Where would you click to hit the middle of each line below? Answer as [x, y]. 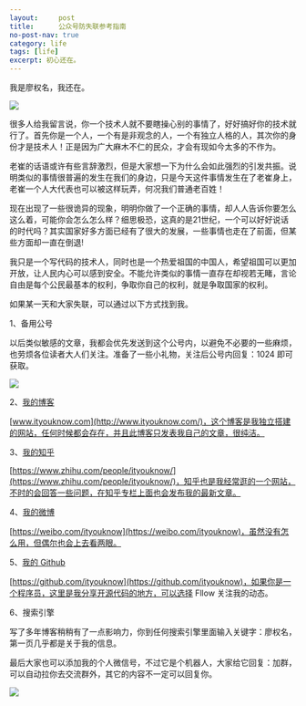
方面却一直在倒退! [51, 242]
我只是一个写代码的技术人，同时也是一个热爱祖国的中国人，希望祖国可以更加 [153, 262]
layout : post [42, 18]
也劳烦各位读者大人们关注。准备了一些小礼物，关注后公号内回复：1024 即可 [151, 354]
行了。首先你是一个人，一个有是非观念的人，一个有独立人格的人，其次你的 [149, 135]
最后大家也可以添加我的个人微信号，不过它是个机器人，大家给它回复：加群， [153, 663]
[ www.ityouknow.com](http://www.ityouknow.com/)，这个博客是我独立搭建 [150, 421]
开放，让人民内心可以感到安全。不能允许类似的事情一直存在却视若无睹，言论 [153, 273]
